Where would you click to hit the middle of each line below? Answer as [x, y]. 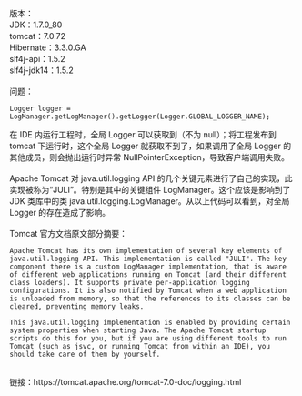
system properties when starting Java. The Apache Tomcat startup [138, 330]
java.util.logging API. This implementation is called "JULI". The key [148, 259]
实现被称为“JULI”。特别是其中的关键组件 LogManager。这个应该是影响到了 [150, 190]
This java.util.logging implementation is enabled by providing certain [150, 322]
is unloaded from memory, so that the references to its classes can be [150, 299]
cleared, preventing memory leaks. [77, 307]
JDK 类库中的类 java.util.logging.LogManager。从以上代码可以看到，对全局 [150, 201]
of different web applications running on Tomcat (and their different [148, 275]
